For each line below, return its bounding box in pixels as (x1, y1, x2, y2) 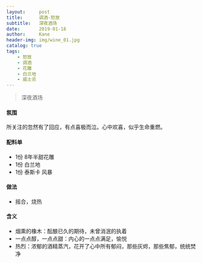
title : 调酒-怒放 (6, 15, 60, 21)
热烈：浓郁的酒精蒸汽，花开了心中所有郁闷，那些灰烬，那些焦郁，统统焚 (15, 242, 196, 250)
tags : (6, 48, 20, 55)
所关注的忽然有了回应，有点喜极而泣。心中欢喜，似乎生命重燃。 (6, 124, 166, 131)
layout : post (6, 8, 50, 15)
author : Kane (6, 32, 50, 38)
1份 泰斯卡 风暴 (15, 168, 53, 176)
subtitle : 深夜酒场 (6, 20, 58, 26)
